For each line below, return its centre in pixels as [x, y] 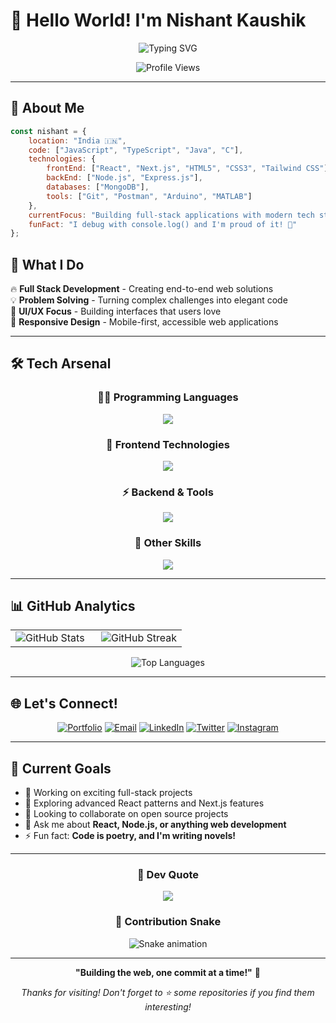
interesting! [168, 1006]
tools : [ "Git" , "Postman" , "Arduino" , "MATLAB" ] [149, 196]
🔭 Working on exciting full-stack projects [108, 793]
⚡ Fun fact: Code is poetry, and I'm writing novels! [130, 836]
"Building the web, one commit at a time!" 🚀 [168, 972]
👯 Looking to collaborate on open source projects [126, 814]
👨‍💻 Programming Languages [168, 397]
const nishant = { [48, 131]
